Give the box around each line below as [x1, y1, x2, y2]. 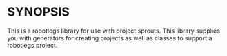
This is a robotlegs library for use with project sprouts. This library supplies [7, 27, 221, 35]
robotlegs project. [7, 41, 58, 49]
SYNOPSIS [7, 4, 70, 20]
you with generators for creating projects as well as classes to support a [7, 33, 213, 42]
